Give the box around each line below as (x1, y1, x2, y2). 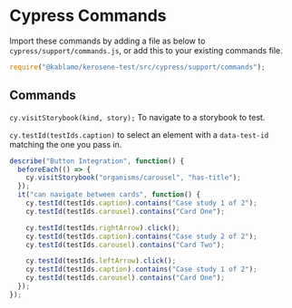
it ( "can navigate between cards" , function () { (17, 190, 201, 199)
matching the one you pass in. (9, 139, 122, 149)
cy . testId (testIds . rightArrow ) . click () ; (25, 223, 180, 232)
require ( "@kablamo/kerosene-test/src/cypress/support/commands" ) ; (9, 63, 266, 72)
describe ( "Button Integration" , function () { (9, 156, 184, 166)
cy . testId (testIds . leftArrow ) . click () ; (25, 256, 177, 265)
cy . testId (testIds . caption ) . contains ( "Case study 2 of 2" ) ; (25, 232, 258, 241)
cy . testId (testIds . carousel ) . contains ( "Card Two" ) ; (25, 240, 225, 249)
